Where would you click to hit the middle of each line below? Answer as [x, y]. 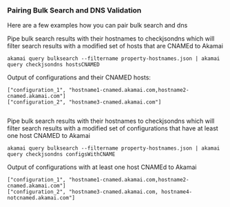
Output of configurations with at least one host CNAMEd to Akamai [102, 167]
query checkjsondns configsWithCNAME [61, 155]
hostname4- [177, 192]
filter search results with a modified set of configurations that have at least [113, 128]
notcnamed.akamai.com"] [41, 198]
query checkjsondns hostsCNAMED [53, 65]
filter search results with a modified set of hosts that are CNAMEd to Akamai [115, 46]
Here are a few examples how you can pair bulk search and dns [97, 26]
